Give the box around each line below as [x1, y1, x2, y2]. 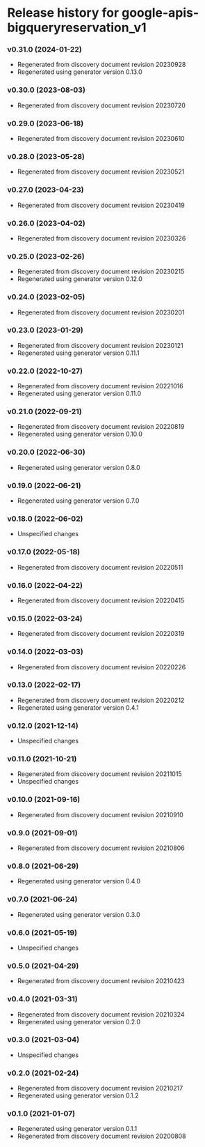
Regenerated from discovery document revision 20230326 [17, 234, 186, 242]
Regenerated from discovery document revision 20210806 [17, 844, 186, 852]
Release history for [7, 5, 120, 21]
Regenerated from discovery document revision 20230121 [17, 341, 183, 349]
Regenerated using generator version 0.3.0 [17, 910, 140, 918]
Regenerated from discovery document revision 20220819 [17, 423, 185, 431]
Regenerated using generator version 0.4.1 [17, 703, 139, 712]
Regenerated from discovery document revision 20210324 [17, 1010, 186, 1019]
